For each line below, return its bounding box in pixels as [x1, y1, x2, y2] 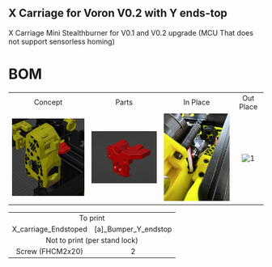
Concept [33, 97, 63, 107]
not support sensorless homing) [8, 36, 116, 46]
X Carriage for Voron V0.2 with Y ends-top [8, 6, 228, 20]
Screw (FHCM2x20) [15, 247, 83, 256]
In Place [183, 97, 210, 107]
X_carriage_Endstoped [11, 224, 87, 234]
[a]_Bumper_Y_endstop [94, 224, 172, 234]
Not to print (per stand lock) [45, 235, 139, 245]
